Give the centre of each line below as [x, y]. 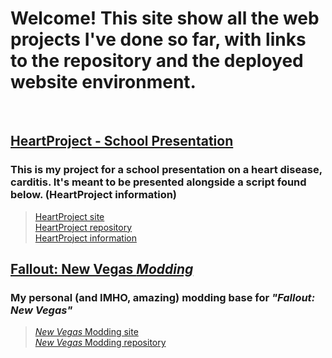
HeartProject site [69, 216]
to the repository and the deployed [157, 61]
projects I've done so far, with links [158, 39]
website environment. [103, 82]
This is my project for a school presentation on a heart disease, [166, 170]
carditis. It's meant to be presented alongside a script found [158, 182]
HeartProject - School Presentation [122, 141]
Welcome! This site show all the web [165, 18]
